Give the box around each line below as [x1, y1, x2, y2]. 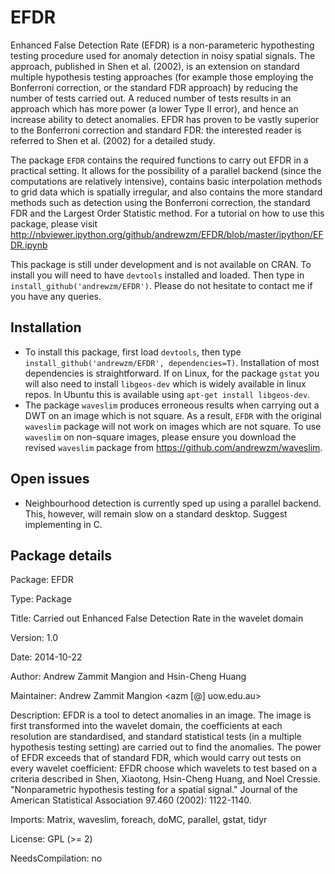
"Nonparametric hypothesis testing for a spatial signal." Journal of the [10, 784, 298, 796]
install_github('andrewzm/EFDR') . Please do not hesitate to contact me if [10, 279, 313, 291]
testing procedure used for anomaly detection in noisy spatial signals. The [10, 49, 316, 61]
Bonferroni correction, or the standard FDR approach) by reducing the [10, 81, 299, 93]
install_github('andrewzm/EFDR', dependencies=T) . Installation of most [24, 356, 320, 368]
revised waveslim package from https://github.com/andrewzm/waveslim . [24, 441, 323, 453]
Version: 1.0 [10, 632, 59, 644]
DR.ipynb [10, 239, 48, 251]
